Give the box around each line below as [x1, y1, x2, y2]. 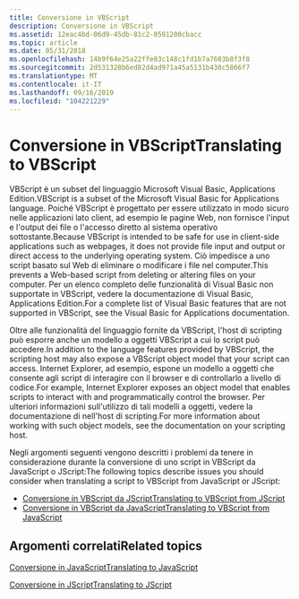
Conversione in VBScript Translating [9, 135, 282, 155]
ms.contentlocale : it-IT [9, 80, 102, 89]
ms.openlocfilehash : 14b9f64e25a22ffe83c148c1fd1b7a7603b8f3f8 [9, 55, 251, 64]
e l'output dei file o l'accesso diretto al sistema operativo [9, 221, 218, 233]
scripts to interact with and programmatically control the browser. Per [9, 392, 266, 403]
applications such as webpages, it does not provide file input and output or [9, 241, 286, 252]
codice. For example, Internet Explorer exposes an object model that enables [9, 382, 291, 393]
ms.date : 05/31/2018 [9, 47, 87, 56]
